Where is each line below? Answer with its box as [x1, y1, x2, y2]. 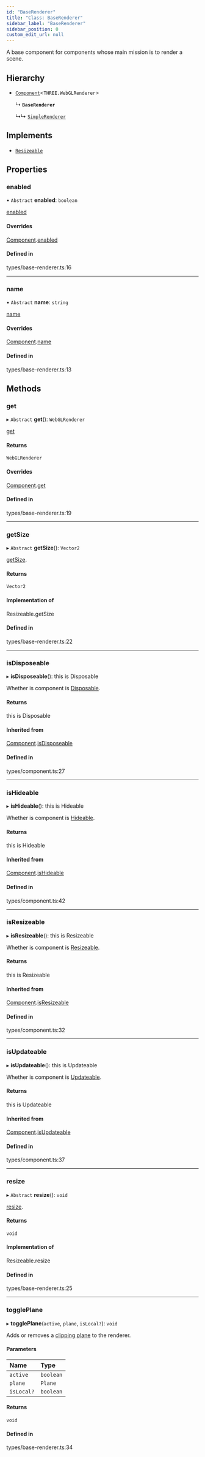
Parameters [6, 1346, 37, 1353]
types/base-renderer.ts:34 [6, 1444, 73, 1451]
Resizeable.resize [6, 1257, 51, 1264]
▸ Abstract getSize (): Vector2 [6, 544, 80, 551]
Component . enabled [6, 236, 58, 244]
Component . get [6, 482, 46, 489]
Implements [6, 130, 53, 141]
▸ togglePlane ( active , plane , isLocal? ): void [6, 1319, 118, 1327]
